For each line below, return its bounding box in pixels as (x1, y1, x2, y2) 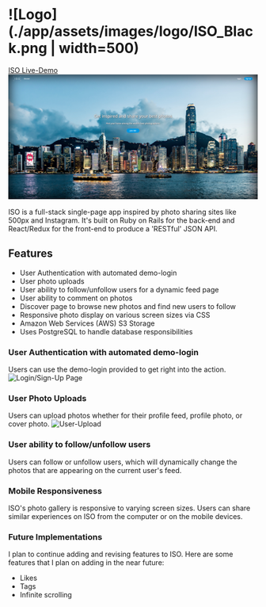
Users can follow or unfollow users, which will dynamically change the (8, 457, 237, 467)
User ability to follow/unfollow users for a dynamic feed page (19, 284, 219, 294)
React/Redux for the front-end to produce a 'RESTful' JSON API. (8, 223, 218, 233)
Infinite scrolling (19, 590, 73, 600)
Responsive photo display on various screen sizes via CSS (19, 310, 211, 319)
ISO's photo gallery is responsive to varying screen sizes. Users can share (8, 503, 251, 513)
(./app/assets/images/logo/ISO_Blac (8, 22, 253, 40)
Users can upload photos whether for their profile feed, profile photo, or (8, 410, 243, 421)
